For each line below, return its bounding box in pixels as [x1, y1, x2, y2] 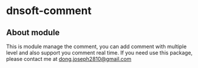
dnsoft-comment [6, 4, 92, 18]
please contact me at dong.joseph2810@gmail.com [6, 56, 132, 62]
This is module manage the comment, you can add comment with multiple [6, 43, 187, 50]
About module [6, 28, 60, 38]
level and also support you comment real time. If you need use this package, [6, 49, 193, 56]
